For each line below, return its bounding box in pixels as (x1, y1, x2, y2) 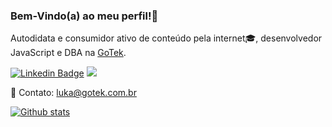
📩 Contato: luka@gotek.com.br (10, 87, 137, 99)
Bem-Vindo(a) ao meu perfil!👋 (10, 9, 159, 23)
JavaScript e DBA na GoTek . (10, 47, 127, 59)
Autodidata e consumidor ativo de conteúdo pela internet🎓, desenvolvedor (10, 32, 323, 44)
